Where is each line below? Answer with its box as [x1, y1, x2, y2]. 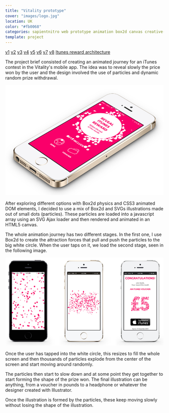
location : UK [5, 19, 33, 24]
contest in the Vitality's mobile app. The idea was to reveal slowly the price [5, 64, 160, 70]
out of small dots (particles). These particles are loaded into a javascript [5, 211, 154, 217]
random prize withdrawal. [5, 75, 58, 80]
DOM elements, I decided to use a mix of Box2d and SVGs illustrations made [5, 205, 163, 211]
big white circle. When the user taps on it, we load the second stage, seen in [5, 242, 163, 248]
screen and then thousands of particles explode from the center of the [5, 356, 151, 362]
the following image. [5, 247, 47, 254]
